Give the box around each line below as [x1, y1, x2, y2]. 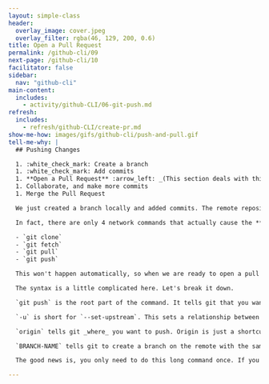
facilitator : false [8, 64, 74, 72]
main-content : [8, 86, 56, 94]
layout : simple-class [8, 11, 81, 20]
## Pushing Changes [15, 146, 81, 154]
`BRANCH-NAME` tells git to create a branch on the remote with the [15, 342, 249, 350]
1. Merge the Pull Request [15, 190, 106, 198]
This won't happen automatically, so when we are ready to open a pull [15, 270, 260, 278]
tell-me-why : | [8, 138, 59, 146]
